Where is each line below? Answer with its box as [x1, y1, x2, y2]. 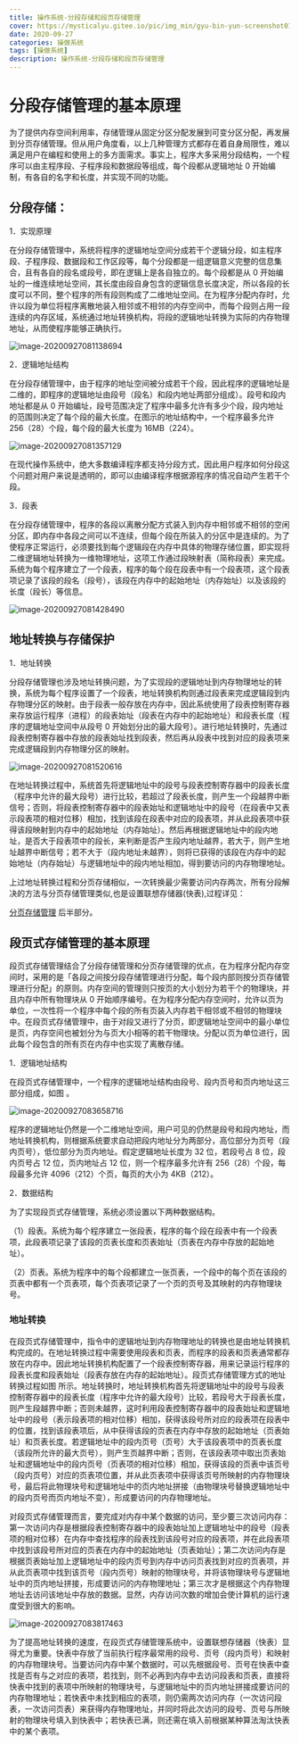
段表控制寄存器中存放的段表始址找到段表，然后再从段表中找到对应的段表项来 [9, 732, 290, 743]
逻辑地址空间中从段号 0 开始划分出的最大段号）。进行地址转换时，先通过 [24, 720, 287, 732]
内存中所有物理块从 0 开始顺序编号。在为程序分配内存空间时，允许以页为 [16, 994, 284, 1005]
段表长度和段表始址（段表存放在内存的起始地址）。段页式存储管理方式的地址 [9, 1369, 287, 1380]
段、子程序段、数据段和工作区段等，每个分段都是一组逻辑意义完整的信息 [9, 255, 274, 266]
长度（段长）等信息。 [9, 586, 87, 596]
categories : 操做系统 [9, 37, 85, 47]
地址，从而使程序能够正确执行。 [9, 322, 126, 333]
